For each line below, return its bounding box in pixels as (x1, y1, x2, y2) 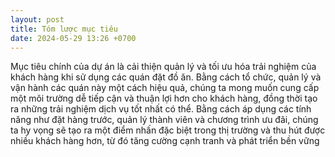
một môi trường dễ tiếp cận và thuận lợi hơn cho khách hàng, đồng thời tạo (10, 92, 318, 105)
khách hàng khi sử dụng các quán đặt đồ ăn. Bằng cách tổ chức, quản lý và (10, 71, 322, 83)
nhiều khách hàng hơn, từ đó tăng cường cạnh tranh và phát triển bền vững (10, 135, 320, 147)
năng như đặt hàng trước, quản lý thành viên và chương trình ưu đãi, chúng (10, 114, 319, 126)
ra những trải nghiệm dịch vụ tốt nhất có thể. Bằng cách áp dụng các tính (10, 103, 312, 115)
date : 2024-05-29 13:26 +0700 (10, 33, 137, 43)
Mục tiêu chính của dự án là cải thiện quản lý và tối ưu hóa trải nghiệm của (10, 61, 317, 73)
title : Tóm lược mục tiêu (10, 24, 118, 34)
